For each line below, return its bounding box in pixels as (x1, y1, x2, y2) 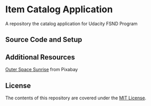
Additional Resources (5, 53, 75, 61)
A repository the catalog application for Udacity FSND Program (5, 20, 138, 27)
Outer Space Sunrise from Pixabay (5, 67, 78, 73)
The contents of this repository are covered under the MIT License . (5, 95, 146, 101)
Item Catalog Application (5, 4, 113, 15)
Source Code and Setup (5, 35, 83, 44)
